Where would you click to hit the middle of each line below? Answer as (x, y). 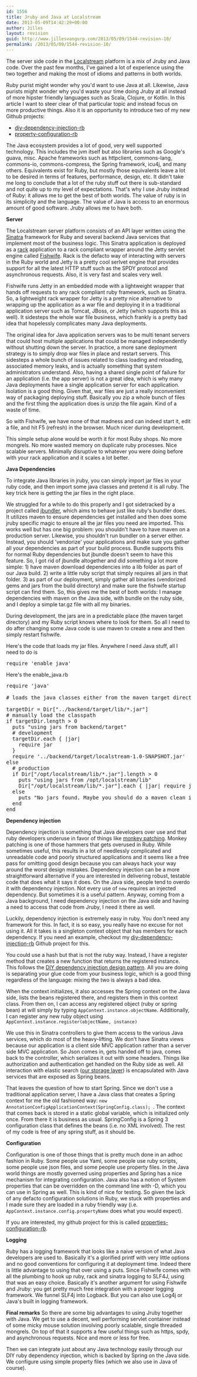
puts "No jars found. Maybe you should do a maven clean (102, 797)
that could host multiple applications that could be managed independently (96, 341)
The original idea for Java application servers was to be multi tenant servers (98, 335)
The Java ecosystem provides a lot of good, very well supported (84, 145)
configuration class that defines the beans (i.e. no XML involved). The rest (96, 1125)
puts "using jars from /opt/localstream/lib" (85, 780)
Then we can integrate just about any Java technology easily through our (94, 1349)
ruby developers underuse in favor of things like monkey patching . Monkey (96, 838)
